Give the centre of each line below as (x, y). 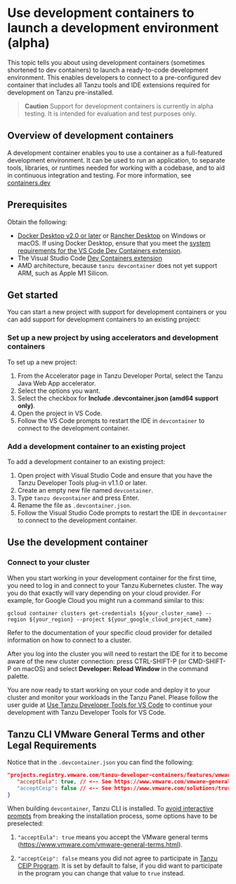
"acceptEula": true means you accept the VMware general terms (113, 837)
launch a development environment (113, 28)
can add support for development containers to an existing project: (104, 319)
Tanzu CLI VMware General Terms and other (106, 735)
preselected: (26, 823)
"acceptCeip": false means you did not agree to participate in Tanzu (117, 858)
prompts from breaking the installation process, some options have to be (112, 816)
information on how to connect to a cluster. (70, 640)
